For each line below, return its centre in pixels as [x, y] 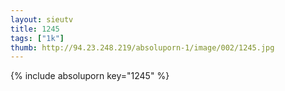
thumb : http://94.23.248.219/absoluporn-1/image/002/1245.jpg [142, 47]
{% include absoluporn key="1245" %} [90, 76]
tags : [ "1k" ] [37, 38]
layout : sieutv [42, 19]
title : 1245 [35, 29]
